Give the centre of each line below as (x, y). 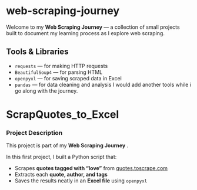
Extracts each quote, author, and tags (61, 175)
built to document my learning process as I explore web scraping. (85, 33)
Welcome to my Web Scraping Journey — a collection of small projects (93, 27)
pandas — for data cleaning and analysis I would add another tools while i (103, 84)
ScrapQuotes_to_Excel (63, 114)
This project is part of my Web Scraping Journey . (67, 145)
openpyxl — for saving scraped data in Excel (68, 78)
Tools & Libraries (37, 52)
